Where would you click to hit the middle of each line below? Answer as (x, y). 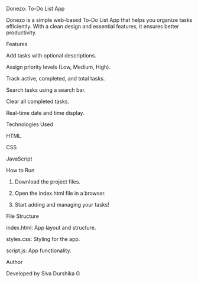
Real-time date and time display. (45, 113)
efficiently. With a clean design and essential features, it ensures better (92, 26)
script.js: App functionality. (39, 250)
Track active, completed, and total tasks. (56, 78)
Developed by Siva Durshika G (43, 274)
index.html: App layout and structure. (51, 228)
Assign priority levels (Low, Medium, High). (59, 67)
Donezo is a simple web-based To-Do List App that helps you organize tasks (99, 20)
